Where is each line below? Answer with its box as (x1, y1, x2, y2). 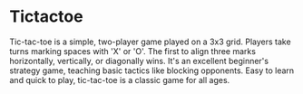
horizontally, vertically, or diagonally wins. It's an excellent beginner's (9, 55, 269, 66)
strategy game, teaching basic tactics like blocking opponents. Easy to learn (9, 65, 295, 76)
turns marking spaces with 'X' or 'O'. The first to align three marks (9, 45, 257, 56)
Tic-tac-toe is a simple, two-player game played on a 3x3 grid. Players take (9, 36, 292, 47)
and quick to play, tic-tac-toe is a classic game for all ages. (9, 74, 230, 85)
